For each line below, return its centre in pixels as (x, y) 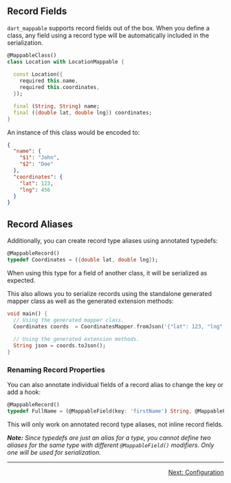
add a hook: (24, 392)
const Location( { (38, 75)
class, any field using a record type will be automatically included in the (108, 35)
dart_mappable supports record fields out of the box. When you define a (108, 28)
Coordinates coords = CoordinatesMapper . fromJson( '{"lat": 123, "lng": (120, 326)
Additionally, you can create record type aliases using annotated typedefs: (112, 241)
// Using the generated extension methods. (76, 339)
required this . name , (49, 81)
